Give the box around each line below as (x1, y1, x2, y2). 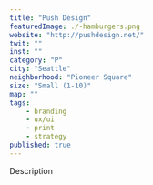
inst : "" (9, 47, 43, 57)
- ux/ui (25, 115, 55, 124)
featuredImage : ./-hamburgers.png (9, 22, 141, 31)
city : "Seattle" (9, 65, 71, 74)
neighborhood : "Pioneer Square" (9, 73, 132, 82)
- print (25, 124, 55, 133)
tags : (9, 98, 30, 108)
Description (9, 165, 53, 176)
